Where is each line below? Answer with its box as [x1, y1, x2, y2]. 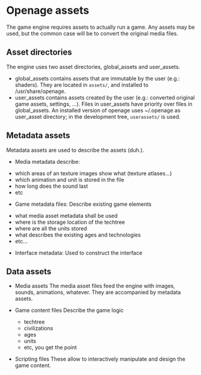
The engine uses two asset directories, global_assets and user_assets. [6, 63, 181, 70]
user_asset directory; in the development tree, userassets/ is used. [14, 113, 181, 120]
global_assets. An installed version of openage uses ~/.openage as [14, 106, 181, 114]
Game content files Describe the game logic [14, 307, 124, 314]
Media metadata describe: [14, 158, 80, 165]
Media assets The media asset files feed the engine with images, [14, 283, 175, 290]
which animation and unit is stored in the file [14, 176, 124, 183]
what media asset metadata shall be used [14, 212, 118, 219]
